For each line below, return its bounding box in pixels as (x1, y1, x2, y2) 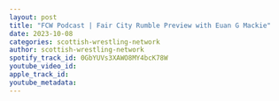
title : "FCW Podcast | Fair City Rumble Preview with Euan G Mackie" (9, 21, 272, 30)
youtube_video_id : (9, 62, 77, 71)
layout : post (9, 12, 58, 22)
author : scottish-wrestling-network (9, 46, 144, 54)
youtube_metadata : (9, 78, 77, 87)
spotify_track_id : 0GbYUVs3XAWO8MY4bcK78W (9, 54, 168, 62)
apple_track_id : (9, 70, 69, 79)
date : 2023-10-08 (9, 29, 74, 38)
